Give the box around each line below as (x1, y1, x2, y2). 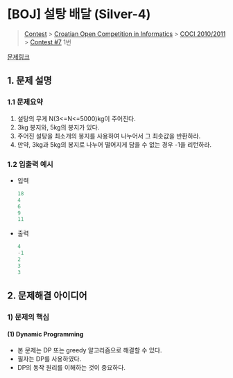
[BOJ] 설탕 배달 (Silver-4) (7, 6, 151, 22)
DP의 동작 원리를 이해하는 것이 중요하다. (17, 363, 126, 372)
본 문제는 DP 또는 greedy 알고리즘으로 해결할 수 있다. (17, 346, 162, 354)
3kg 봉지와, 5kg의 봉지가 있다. (17, 123, 100, 132)
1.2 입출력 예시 (7, 159, 53, 169)
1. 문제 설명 (7, 75, 52, 87)
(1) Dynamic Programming (7, 330, 84, 338)
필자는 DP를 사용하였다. (17, 354, 82, 363)
